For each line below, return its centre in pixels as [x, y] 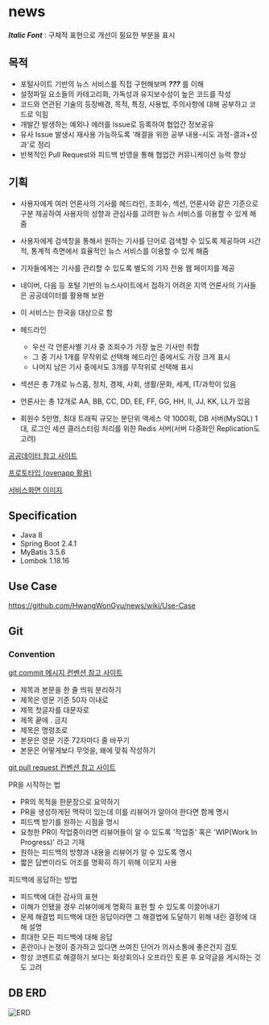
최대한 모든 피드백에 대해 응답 [66, 937]
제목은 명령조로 [44, 730]
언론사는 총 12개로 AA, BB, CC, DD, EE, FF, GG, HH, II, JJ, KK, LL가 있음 [135, 401]
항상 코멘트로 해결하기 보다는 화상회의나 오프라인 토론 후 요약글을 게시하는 [136, 957]
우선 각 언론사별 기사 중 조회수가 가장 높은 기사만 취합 [116, 346]
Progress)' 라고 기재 [52, 842]
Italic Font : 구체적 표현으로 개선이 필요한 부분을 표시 [92, 35]
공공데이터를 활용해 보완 [66, 295]
